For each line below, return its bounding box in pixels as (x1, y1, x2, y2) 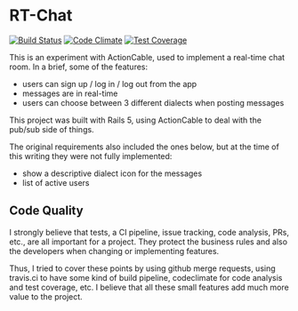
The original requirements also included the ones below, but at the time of (9, 141, 280, 152)
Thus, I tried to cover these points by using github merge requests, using (9, 263, 276, 274)
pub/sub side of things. (9, 124, 95, 134)
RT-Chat (9, 5, 73, 26)
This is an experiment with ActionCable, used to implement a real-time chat (9, 52, 286, 62)
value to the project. (9, 291, 83, 302)
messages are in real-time (21, 88, 118, 99)
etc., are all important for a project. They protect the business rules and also (9, 236, 287, 247)
